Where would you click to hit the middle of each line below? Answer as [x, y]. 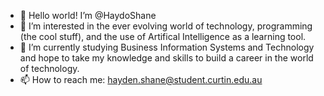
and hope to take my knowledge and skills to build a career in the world [166, 58]
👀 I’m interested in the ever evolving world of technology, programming [166, 26]
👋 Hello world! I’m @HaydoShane [88, 15]
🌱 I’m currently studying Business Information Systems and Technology [167, 47]
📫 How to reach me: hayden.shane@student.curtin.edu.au [141, 79]
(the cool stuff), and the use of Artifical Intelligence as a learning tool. [163, 36]
